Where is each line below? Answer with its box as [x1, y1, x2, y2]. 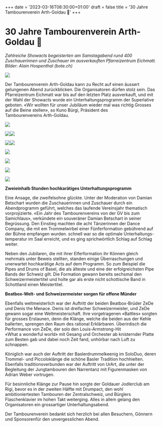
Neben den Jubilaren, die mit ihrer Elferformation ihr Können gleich [5, 250, 139, 256]
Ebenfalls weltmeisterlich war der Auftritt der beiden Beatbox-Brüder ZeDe [5, 300, 154, 306]
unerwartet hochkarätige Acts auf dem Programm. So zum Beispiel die [5, 261, 146, 266]
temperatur [5, 236, 28, 242]
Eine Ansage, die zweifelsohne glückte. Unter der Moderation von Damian [5, 195, 152, 200]
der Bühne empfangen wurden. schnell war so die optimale [5, 230, 123, 237]
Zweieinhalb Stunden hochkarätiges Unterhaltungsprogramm [5, 185, 132, 191]
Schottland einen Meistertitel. [5, 281, 64, 287]
